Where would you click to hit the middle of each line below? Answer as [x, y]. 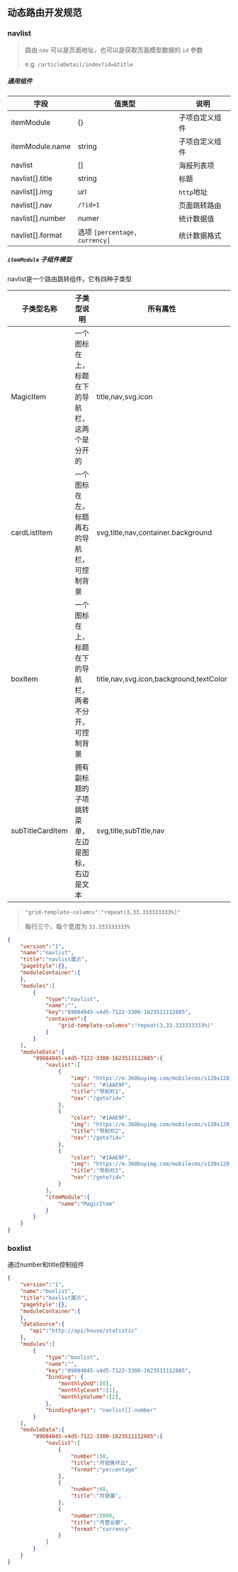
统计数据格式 [200, 235]
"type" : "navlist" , [72, 999]
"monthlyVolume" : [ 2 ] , [90, 1397]
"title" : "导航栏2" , [98, 1131]
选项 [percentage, [108, 231]
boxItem [24, 679]
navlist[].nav [32, 204]
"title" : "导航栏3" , [98, 1171]
